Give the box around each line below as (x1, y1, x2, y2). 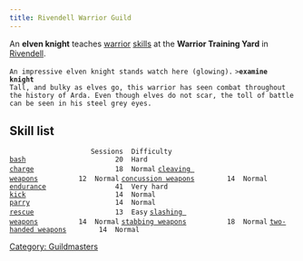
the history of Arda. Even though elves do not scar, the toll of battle (9, 91, 295, 100)
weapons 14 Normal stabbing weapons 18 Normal (9, 217, 268, 227)
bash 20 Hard (9, 155, 148, 164)
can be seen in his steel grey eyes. (9, 99, 152, 108)
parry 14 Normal (9, 198, 156, 208)
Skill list (9, 123, 54, 139)
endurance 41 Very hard (9, 182, 169, 191)
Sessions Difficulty (90, 147, 172, 157)
